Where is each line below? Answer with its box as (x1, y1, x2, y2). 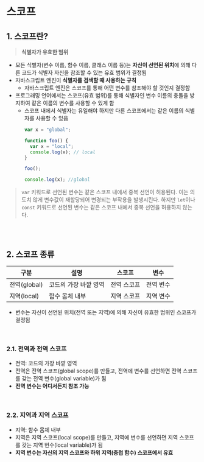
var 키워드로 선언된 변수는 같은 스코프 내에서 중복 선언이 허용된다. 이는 (21, 189, 189, 196)
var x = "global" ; (24, 127, 71, 133)
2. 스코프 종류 (6, 249, 55, 259)
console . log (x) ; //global (24, 177, 90, 183)
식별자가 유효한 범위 (21, 49, 69, 55)
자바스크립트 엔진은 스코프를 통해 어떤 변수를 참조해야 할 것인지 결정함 (24, 84, 191, 91)
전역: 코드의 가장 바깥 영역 (15, 360, 77, 367)
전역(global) (9, 280, 44, 289)
